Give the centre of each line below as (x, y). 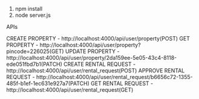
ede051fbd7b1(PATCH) (34, 64)
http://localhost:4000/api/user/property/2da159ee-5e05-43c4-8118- (92, 58)
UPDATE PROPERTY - (93, 51)
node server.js (33, 15)
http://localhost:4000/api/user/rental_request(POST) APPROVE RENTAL (96, 71)
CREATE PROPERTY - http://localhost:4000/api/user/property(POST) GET (98, 38)
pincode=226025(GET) (35, 51)
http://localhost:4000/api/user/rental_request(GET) (70, 90)
